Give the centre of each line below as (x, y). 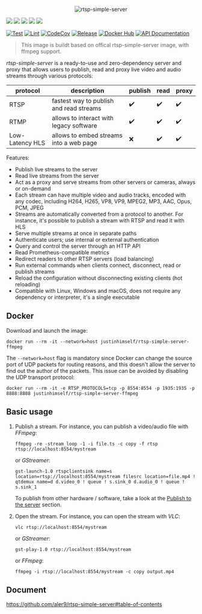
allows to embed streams (87, 135)
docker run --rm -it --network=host (52, 342)
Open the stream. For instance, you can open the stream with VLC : (97, 516)
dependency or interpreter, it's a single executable (77, 297)
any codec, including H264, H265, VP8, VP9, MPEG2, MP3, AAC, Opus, (103, 201)
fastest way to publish (83, 101)
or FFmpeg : (29, 560)
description (87, 91)
